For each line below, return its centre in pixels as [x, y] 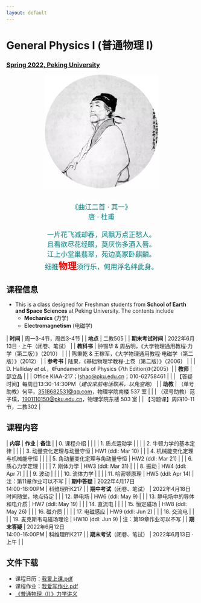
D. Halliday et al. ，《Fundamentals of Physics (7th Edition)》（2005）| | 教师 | [99, 368]
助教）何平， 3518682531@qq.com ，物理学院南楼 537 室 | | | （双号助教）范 [101, 391]
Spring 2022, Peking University [53, 65]
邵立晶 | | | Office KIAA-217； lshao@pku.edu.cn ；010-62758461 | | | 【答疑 [100, 376]
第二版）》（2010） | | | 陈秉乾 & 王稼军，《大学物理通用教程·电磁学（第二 [105, 353]
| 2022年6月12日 [44, 527]
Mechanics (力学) [46, 318]
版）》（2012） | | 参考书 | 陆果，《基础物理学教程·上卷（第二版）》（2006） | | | [101, 361]
